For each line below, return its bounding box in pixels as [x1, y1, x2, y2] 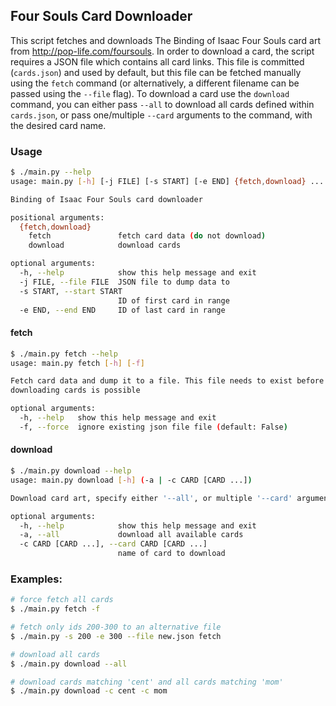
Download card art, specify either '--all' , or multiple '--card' [10, 493, 293, 503]
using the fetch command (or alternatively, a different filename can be [10, 77, 300, 89]
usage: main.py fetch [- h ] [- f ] [10, 358, 145, 368]
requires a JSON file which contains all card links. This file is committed [10, 55, 305, 68]
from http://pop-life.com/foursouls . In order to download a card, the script [10, 45, 315, 57]
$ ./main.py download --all [10, 659, 128, 669]
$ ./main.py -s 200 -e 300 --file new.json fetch [10, 631, 222, 641]
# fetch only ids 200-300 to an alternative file [10, 622, 222, 633]
